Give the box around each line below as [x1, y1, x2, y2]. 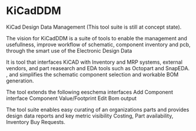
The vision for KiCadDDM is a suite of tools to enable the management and [6, 35, 187, 42]
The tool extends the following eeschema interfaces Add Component [6, 88, 174, 95]
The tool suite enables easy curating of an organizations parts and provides [6, 106, 190, 113]
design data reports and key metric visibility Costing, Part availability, [6, 112, 174, 119]
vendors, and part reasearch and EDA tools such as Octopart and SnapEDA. [6, 64, 190, 71]
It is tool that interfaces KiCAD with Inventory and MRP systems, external [6, 58, 182, 65]
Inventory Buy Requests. [6, 118, 66, 125]
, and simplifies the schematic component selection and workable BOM [6, 71, 179, 78]
